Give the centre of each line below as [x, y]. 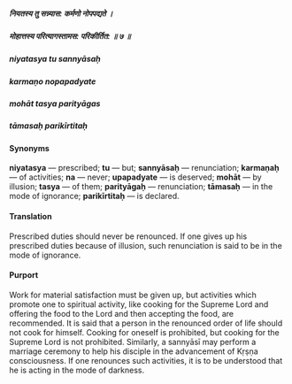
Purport [24, 275]
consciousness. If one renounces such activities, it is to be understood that [146, 360]
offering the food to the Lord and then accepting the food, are [122, 313]
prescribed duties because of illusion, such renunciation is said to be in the [146, 245]
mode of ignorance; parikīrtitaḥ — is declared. [94, 196]
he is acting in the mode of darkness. [77, 370]
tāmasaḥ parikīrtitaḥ [49, 126]
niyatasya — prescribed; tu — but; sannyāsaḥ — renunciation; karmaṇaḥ [144, 168]
